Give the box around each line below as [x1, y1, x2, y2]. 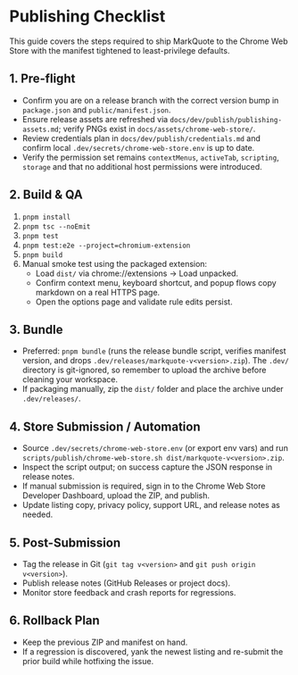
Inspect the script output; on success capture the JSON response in [21, 462, 273, 472]
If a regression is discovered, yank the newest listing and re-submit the [21, 646, 284, 657]
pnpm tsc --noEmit [21, 221, 91, 231]
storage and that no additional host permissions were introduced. [21, 161, 262, 171]
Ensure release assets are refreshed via [21, 113, 169, 124]
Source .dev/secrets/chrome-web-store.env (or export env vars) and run [21, 443, 288, 454]
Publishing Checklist [9, 6, 166, 27]
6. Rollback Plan [9, 613, 100, 629]
